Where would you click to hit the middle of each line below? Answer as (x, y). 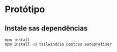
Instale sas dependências (46, 28)
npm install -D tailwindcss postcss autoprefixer (58, 44)
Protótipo (25, 9)
